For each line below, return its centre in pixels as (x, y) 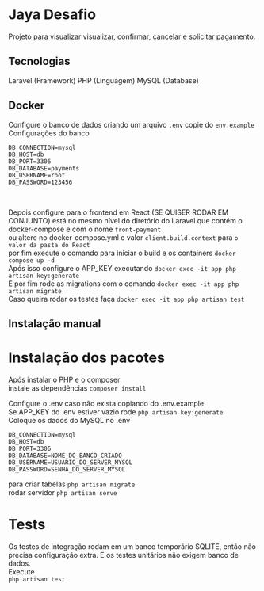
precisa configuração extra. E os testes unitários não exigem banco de (124, 555)
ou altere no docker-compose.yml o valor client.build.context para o (123, 237)
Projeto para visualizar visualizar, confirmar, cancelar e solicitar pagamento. (132, 36)
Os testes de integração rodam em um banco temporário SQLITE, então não (132, 546)
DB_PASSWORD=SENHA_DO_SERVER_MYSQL (67, 469)
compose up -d (32, 260)
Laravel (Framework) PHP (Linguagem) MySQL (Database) (104, 80)
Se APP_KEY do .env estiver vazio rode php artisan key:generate (116, 412)
